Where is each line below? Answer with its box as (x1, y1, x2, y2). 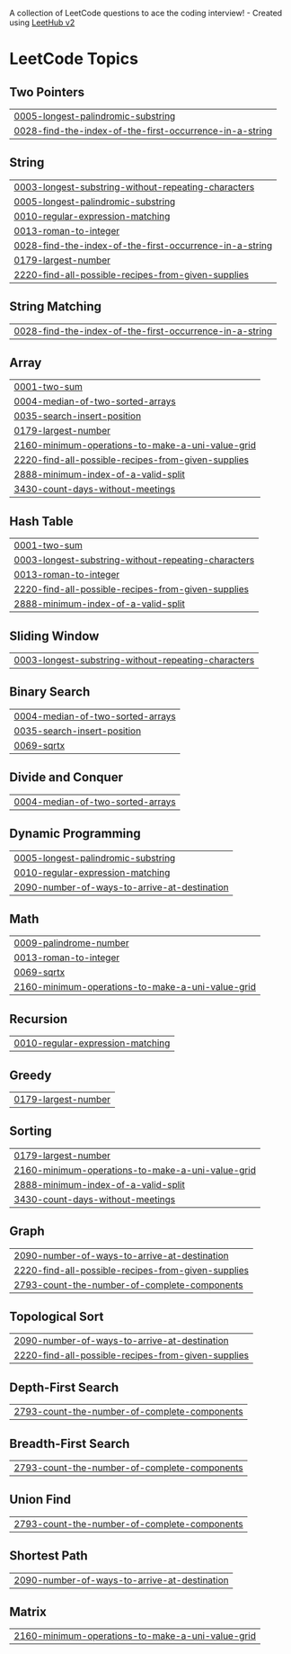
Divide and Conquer (9, 769, 124, 786)
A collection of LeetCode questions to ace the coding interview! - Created (9, 8, 283, 18)
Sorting (9, 1124, 52, 1139)
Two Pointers (9, 85, 85, 100)
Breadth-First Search (9, 1435, 130, 1452)
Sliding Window (9, 628, 100, 643)
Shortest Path (9, 1548, 88, 1564)
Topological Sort (9, 1308, 104, 1324)
